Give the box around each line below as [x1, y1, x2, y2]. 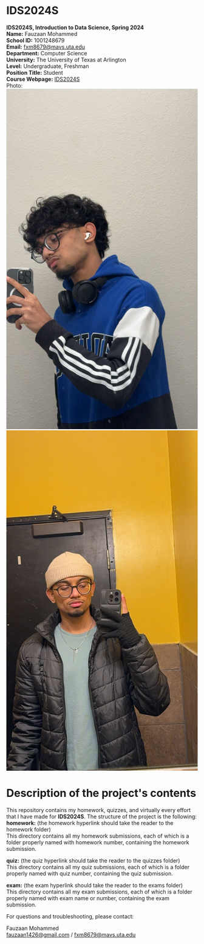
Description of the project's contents [6, 787, 196, 800]
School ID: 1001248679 [6, 36, 65, 44]
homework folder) [6, 825, 52, 833]
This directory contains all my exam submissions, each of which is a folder [6, 888, 192, 895]
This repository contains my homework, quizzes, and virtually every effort [6, 806, 191, 813]
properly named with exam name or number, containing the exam [6, 894, 170, 901]
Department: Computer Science [6, 49, 87, 57]
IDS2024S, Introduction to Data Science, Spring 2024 [6, 24, 144, 31]
